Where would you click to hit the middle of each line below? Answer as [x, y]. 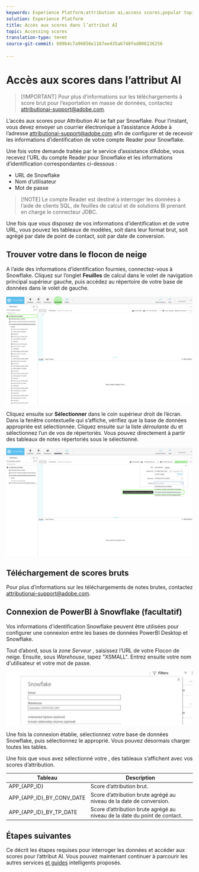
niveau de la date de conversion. [130, 801]
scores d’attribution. [31, 765]
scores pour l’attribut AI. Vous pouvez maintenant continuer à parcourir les [97, 857]
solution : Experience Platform [45, 19]
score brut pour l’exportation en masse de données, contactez [97, 103]
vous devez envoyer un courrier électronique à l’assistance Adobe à [89, 127]
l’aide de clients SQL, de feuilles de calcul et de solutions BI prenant [103, 205]
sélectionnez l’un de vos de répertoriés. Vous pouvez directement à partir [96, 432]
